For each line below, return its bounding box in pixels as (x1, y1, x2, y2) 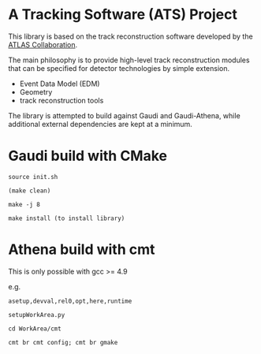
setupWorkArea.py (8, 311, 65, 319)
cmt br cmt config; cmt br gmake (8, 338, 118, 346)
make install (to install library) (8, 214, 125, 222)
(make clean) (8, 187, 51, 195)
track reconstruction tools (19, 95, 104, 105)
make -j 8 (8, 200, 41, 208)
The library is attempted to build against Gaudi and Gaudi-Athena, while (8, 110, 240, 120)
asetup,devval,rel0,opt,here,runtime (8, 297, 132, 305)
